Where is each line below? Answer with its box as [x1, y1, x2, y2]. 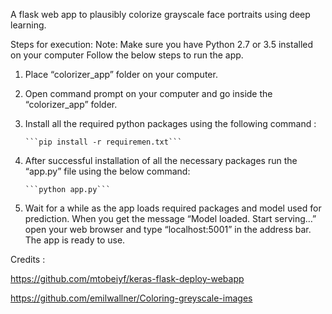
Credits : [10, 254, 46, 265]
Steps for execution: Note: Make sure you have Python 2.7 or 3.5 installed [10, 39, 314, 50]
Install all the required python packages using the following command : [24, 118, 317, 129]
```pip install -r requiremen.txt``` [24, 137, 183, 147]
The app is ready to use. [24, 234, 126, 246]
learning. [10, 19, 47, 31]
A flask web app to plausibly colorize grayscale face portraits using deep [10, 9, 311, 20]
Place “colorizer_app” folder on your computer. [24, 69, 218, 80]
